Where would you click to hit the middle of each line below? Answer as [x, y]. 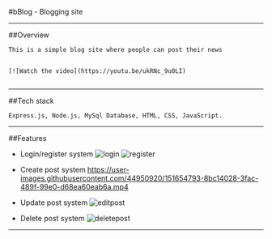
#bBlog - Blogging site [46, 12]
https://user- [108, 170]
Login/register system [57, 154]
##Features [28, 138]
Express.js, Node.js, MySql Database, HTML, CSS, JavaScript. [115, 116]
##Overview [29, 35]
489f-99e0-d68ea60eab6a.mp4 [74, 187]
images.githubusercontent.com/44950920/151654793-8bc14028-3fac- [139, 178]
